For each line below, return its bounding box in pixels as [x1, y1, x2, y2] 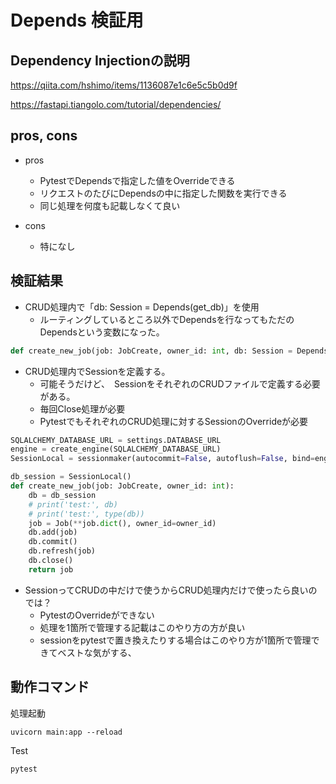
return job [28, 564, 74, 575]
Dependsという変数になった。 [39, 326, 165, 338]
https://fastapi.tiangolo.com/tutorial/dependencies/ [10, 99, 222, 110]
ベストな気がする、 [57, 646, 137, 658]
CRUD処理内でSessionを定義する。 [24, 365, 171, 377]
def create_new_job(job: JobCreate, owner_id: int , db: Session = [10, 346, 293, 356]
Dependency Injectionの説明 [10, 52, 190, 69]
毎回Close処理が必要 [39, 402, 126, 415]
